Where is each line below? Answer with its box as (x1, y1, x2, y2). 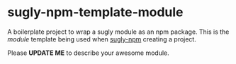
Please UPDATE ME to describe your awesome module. (7, 49, 169, 57)
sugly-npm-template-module (7, 4, 184, 20)
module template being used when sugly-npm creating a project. (7, 34, 196, 43)
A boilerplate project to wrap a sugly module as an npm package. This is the (7, 27, 230, 36)
